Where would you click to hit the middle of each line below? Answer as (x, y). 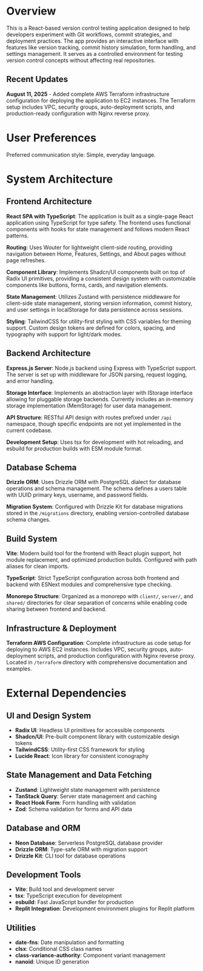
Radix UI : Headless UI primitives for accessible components (90, 730)
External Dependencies (66, 693)
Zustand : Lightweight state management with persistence (88, 789)
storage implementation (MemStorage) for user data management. (89, 406)
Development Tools (44, 875)
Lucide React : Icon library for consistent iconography (82, 756)
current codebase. (29, 430)
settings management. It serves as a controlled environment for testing (95, 53)
